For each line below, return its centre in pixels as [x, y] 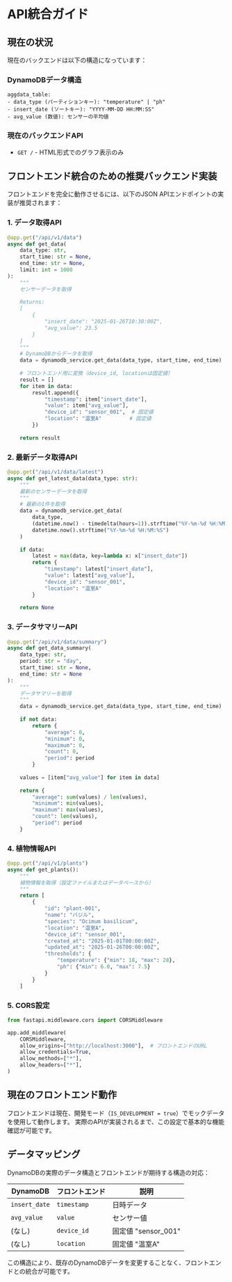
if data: [32, 550]
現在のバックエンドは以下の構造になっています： [77, 60]
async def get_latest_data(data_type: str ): [73, 478]
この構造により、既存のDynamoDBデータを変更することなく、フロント [108, 1263]
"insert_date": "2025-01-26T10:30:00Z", [103, 322]
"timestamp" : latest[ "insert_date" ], [99, 569]
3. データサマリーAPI [42, 627]
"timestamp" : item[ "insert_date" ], [96, 399]
